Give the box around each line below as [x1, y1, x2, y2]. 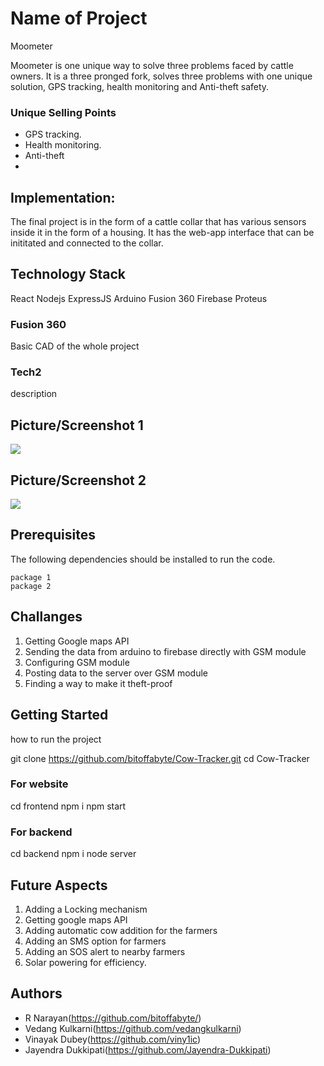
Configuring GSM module [24, 656, 130, 668]
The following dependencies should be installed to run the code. [10, 553, 276, 565]
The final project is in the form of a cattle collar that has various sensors [10, 216, 307, 228]
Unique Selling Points [10, 105, 117, 119]
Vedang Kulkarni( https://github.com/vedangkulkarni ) [24, 1022, 242, 1034]
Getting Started [10, 707, 109, 724]
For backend [10, 825, 73, 839]
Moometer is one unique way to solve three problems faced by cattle [10, 59, 294, 71]
